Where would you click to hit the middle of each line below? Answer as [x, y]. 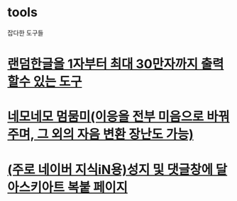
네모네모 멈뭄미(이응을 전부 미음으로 [106, 117]
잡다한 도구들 [26, 33]
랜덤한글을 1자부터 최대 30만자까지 [103, 64]
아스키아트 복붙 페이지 [67, 187]
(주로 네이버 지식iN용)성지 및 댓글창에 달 [117, 170]
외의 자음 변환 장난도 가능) [122, 134]
